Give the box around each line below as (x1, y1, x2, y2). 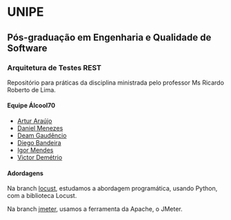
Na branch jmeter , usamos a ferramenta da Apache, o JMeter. (7, 205, 183, 213)
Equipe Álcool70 (7, 101, 56, 110)
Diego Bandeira (17, 139, 61, 147)
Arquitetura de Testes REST (7, 63, 102, 72)
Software (7, 42, 48, 54)
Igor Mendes (17, 146, 54, 155)
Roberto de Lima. (7, 85, 57, 93)
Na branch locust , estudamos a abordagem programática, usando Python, (7, 184, 218, 192)
